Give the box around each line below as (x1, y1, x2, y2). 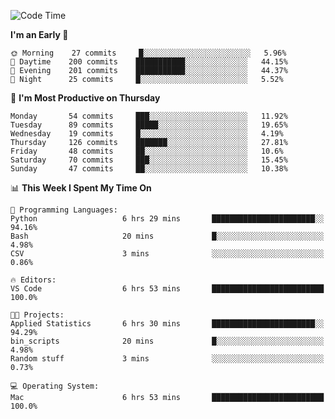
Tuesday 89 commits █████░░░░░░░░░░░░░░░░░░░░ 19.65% (10, 120, 288, 130)
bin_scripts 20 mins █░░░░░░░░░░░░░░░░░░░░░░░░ (10, 336, 325, 346)
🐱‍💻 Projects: (10, 310, 65, 320)
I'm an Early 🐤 (10, 29, 69, 40)
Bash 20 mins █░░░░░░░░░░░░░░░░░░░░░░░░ (10, 231, 325, 241)
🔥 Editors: (10, 275, 57, 285)
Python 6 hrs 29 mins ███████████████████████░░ (10, 214, 325, 224)
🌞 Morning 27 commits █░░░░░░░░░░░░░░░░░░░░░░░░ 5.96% (10, 48, 287, 58)
